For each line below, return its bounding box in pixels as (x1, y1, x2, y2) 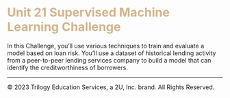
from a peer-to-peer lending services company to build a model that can (7, 56, 212, 64)
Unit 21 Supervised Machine (7, 5, 170, 20)
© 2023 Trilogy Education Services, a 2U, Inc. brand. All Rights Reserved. (7, 83, 215, 91)
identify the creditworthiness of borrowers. (7, 63, 128, 71)
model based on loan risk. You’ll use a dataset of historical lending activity (7, 49, 216, 57)
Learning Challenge (7, 19, 121, 35)
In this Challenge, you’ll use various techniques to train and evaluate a (7, 42, 205, 50)
